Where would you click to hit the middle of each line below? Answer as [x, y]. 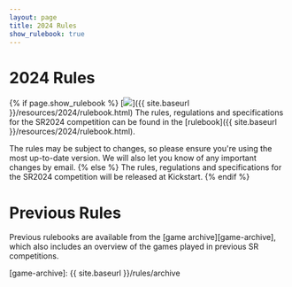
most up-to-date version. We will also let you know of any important [133, 158]
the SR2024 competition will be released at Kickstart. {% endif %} [130, 177]
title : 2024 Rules [43, 26]
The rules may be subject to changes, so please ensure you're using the [141, 149]
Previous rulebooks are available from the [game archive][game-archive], [142, 237]
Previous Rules [65, 213]
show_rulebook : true [47, 34]
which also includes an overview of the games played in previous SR [134, 247]
